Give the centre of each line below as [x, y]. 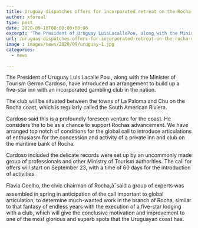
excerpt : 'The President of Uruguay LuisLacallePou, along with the [92, 33]
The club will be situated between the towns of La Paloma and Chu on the [96, 101]
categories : [21, 50]
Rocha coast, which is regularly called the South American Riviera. [87, 107]
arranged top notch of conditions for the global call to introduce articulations [99, 131]
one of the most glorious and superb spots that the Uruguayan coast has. [95, 219]
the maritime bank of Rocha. [40, 143]
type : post [19, 22]
